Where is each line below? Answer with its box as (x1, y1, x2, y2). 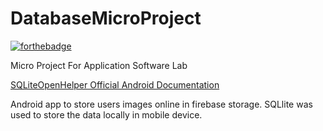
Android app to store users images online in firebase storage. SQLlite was (10, 98, 313, 110)
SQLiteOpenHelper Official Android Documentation (10, 78, 220, 91)
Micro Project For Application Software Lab (10, 59, 188, 71)
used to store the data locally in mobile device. (10, 108, 203, 121)
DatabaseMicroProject (10, 7, 202, 30)
